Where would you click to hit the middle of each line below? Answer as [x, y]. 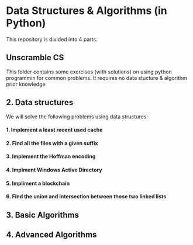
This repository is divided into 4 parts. [52, 39]
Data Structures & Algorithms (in [87, 11]
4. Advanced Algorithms [51, 235]
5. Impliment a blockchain [38, 183]
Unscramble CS [35, 57]
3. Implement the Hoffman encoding [51, 156]
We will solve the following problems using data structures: [77, 116]
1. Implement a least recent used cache [54, 130]
